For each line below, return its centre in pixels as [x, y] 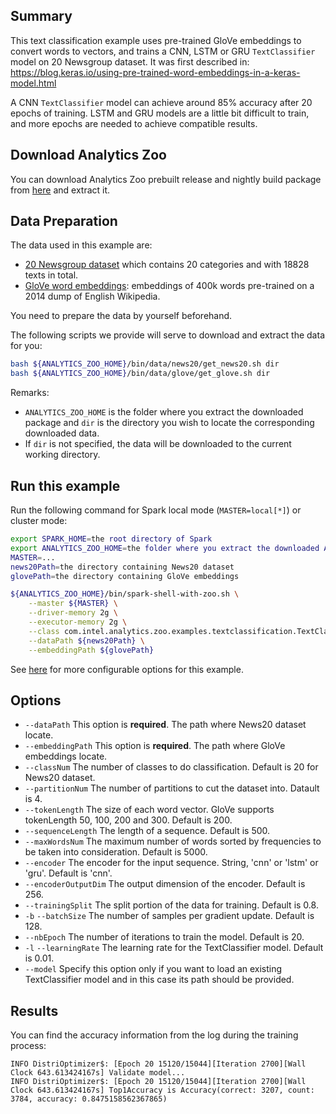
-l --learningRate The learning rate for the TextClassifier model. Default [174, 948]
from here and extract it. [60, 190]
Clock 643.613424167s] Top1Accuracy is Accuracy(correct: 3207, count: [162, 1090]
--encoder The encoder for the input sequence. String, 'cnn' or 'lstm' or [171, 863]
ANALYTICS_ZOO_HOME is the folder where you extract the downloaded [164, 412]
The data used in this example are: [81, 245]
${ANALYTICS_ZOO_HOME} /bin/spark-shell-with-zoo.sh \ [125, 594]
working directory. [62, 455]
